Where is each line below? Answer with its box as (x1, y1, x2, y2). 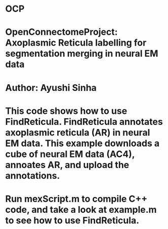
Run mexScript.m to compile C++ (5, 193, 148, 205)
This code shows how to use (5, 105, 128, 117)
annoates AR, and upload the (5, 159, 130, 171)
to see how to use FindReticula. (5, 214, 140, 226)
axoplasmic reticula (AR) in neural (5, 126, 150, 138)
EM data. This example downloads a (5, 138, 160, 149)
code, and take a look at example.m (5, 204, 157, 215)
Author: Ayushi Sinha (5, 82, 97, 93)
